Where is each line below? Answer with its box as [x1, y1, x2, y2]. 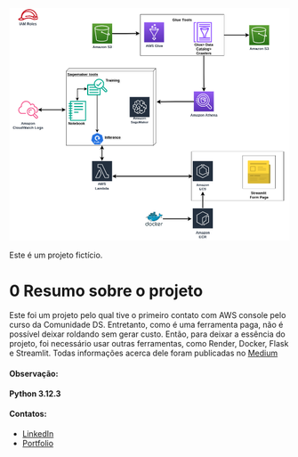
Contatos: [9, 409, 47, 420]
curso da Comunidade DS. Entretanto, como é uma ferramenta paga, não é [9, 320, 284, 331]
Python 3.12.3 [9, 388, 61, 399]
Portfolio [21, 437, 54, 448]
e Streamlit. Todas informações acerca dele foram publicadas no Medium [9, 347, 278, 359]
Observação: [9, 369, 59, 379]
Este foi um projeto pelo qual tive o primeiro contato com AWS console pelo [9, 310, 286, 321]
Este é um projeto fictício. [9, 249, 103, 260]
